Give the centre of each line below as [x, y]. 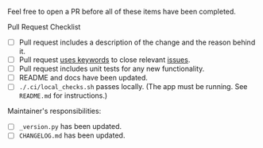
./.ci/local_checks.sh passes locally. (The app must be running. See [133, 87]
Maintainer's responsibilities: [54, 111]
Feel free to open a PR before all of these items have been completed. [122, 12]
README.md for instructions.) [63, 95]
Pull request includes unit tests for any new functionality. [112, 69]
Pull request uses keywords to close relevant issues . [104, 60]
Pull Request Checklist [44, 27]
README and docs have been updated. [83, 78]
